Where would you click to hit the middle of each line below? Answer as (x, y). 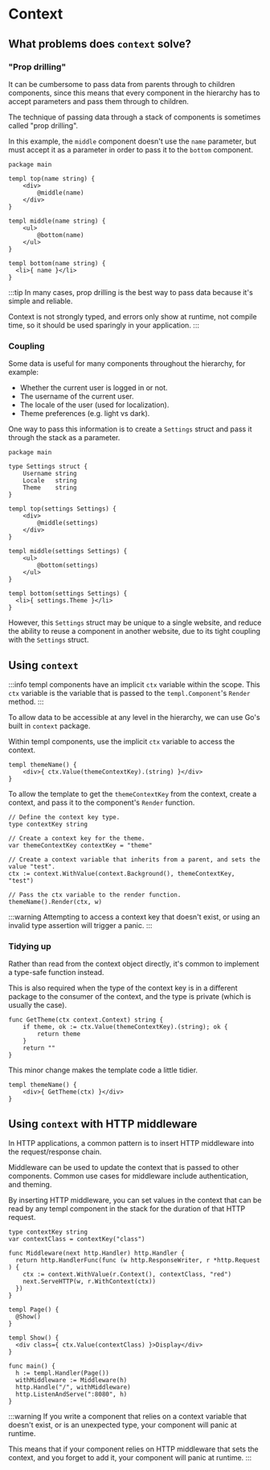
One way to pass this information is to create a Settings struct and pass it (130, 429)
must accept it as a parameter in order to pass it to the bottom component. (131, 149)
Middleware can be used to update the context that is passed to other (124, 1168)
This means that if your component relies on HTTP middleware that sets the (133, 1449)
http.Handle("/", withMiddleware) (73, 1388)
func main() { (32, 1366)
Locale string (50, 481)
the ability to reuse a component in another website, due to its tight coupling (135, 631)
